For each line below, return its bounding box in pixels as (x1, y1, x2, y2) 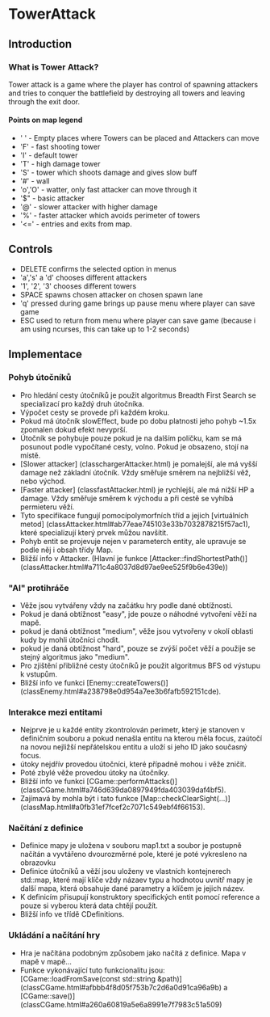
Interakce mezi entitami (8, 707, 102, 718)
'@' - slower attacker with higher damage (19, 202, 159, 212)
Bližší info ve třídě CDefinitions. (19, 909, 125, 919)
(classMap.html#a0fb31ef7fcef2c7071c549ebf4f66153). (19, 802, 206, 812)
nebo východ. (19, 476, 66, 486)
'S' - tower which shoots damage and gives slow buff (19, 167, 197, 178)
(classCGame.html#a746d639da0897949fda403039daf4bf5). (19, 785, 226, 795)
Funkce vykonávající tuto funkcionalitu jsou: (19, 965, 165, 975)
